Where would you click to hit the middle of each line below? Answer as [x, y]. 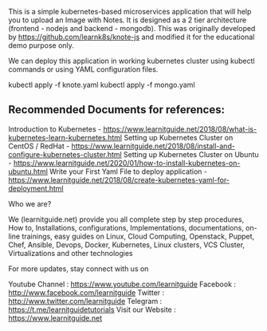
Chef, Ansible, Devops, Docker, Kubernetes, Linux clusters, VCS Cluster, [127, 244]
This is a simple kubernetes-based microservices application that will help [130, 12]
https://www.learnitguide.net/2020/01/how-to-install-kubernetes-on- [127, 163]
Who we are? [30, 203]
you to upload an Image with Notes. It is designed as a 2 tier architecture [128, 20]
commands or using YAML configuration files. [83, 69]
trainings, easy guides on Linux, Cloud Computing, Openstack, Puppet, [138, 236]
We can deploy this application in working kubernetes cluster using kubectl [132, 61]
